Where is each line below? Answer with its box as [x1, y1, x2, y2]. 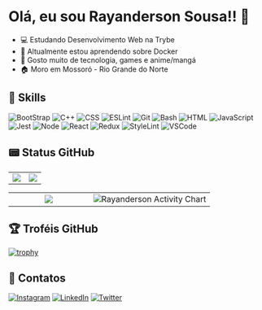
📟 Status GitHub [8, 146, 95, 159]
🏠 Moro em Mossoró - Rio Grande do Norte [20, 64, 168, 74]
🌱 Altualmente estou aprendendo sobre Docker [20, 46, 178, 56]
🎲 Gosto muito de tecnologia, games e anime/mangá [20, 55, 197, 64]
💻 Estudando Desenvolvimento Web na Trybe [20, 34, 175, 44]
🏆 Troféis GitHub [8, 221, 98, 235]
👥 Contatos [8, 271, 67, 285]
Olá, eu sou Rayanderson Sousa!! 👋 [8, 7, 250, 26]
